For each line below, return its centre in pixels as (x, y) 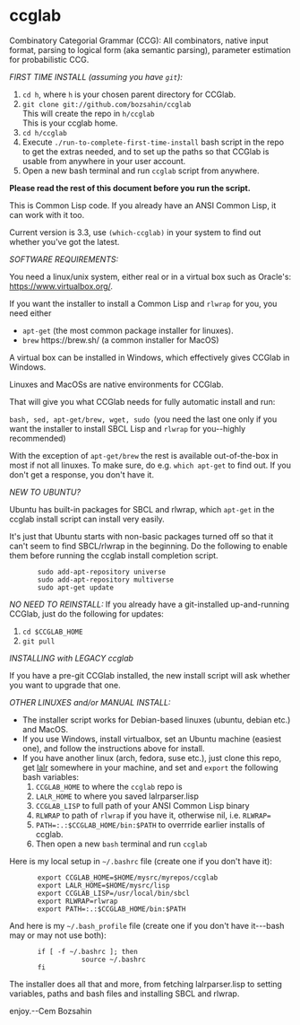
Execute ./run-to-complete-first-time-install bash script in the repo (153, 142)
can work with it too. (47, 215)
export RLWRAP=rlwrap (77, 901)
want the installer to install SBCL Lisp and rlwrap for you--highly (128, 428)
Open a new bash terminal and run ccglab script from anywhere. (141, 171)
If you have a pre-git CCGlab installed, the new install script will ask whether (150, 675)
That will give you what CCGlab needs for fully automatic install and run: (142, 401)
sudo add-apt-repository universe (102, 572)
